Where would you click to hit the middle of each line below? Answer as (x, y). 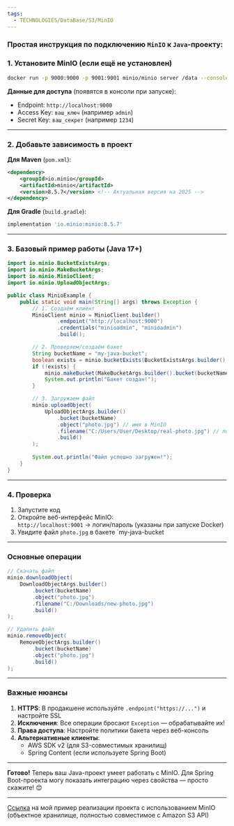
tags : (15, 14)
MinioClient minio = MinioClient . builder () (96, 315)
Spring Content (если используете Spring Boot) (97, 753)
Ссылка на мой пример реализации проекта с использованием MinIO (111, 807)
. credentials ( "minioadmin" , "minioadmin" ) (119, 328)
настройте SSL (39, 715)
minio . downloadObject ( (40, 578)
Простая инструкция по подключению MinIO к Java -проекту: (115, 45)
